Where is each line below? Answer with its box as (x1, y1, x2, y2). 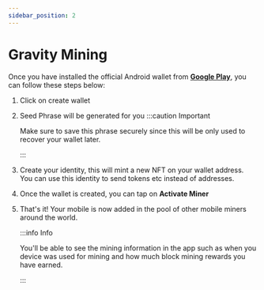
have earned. (19, 260, 63, 269)
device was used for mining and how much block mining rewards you (19, 251, 246, 261)
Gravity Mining (8, 45, 108, 63)
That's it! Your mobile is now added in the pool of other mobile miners (19, 204, 247, 213)
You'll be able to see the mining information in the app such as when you (19, 243, 257, 253)
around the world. (19, 213, 78, 222)
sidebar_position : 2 (8, 11, 77, 20)
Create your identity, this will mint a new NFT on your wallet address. (19, 165, 244, 175)
